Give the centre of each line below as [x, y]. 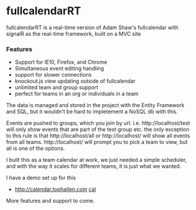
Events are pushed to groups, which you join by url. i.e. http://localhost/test [98, 123]
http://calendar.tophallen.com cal [55, 189]
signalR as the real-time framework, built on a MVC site [74, 33]
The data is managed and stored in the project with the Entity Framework [95, 105]
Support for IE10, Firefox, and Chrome [61, 62]
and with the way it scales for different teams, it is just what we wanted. [94, 166]
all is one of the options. [36, 148]
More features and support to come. [50, 201]
